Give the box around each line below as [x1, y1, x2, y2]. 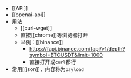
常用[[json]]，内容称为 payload [11, 66, 84, 72]
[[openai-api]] [11, 11, 46, 18]
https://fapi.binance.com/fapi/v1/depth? [29, 45, 125, 52]
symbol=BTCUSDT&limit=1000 [29, 52, 103, 58]
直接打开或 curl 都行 [29, 58, 76, 65]
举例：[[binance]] [20, 39, 63, 45]
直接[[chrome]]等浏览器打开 [20, 31, 88, 38]
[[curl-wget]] [20, 24, 52, 31]
